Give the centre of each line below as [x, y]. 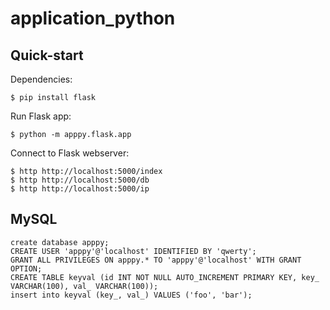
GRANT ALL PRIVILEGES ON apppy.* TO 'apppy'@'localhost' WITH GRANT [156, 260]
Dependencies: [41, 79]
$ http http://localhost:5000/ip [80, 189]
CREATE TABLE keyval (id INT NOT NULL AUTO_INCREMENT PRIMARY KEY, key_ [165, 277]
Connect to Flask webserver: [70, 153]
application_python [93, 18]
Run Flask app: [41, 116]
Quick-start [47, 55]
